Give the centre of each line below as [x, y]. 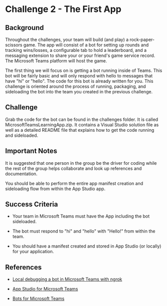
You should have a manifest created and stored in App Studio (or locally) [87, 246]
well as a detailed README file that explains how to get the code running [80, 130]
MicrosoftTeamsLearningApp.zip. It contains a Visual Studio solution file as [82, 125]
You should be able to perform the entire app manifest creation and [74, 183]
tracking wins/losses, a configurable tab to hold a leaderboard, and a [76, 50]
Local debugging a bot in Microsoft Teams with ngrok [67, 279]
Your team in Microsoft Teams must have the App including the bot [81, 216]
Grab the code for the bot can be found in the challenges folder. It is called [82, 119]
